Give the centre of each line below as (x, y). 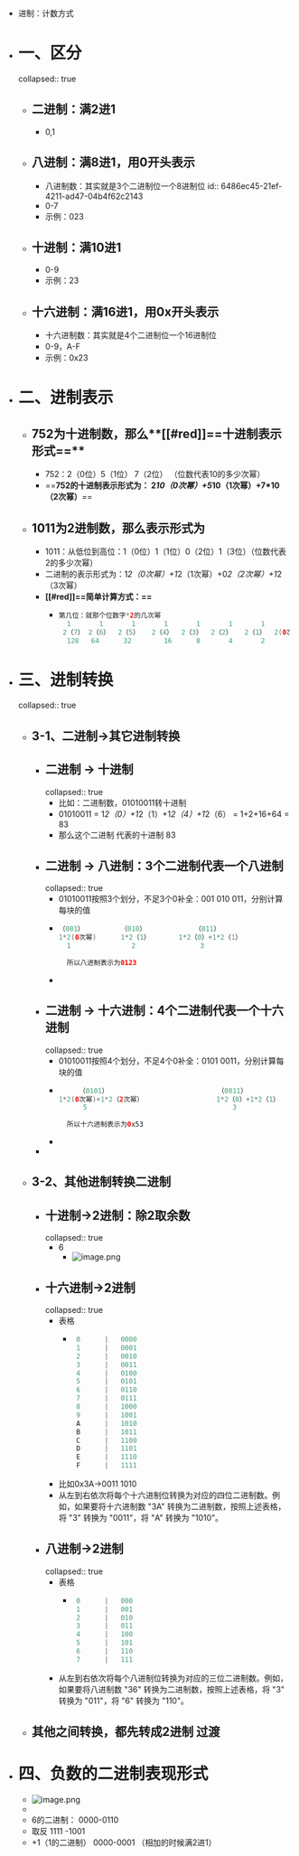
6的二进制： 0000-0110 (75, 1820)
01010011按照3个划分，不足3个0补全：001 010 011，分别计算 (171, 899)
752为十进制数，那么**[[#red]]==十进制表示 (156, 433)
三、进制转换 (65, 680)
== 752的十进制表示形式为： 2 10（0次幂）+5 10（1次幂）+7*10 (162, 485)
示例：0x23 (66, 358)
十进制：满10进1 (76, 247)
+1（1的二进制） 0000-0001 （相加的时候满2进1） (124, 1842)
